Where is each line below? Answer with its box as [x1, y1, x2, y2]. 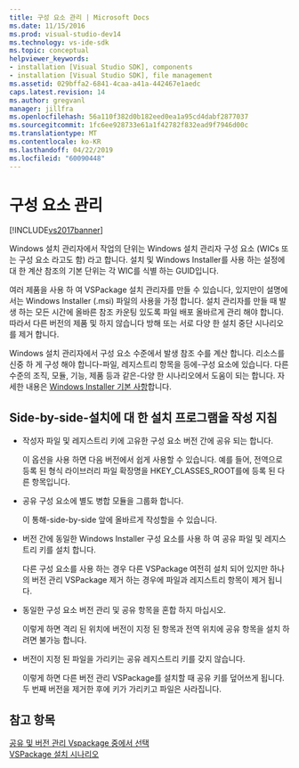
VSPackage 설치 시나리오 [9, 749, 100, 760]
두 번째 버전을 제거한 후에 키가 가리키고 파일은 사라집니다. [21, 683, 222, 695]
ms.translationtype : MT [9, 129, 98, 138]
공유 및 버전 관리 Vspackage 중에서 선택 [9, 738, 149, 748]
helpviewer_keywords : [9, 54, 90, 63]
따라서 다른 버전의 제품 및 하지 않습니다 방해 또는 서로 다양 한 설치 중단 [9, 318, 254, 329]
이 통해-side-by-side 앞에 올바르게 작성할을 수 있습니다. [21, 514, 218, 526]
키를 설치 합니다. [38, 544, 96, 555]
